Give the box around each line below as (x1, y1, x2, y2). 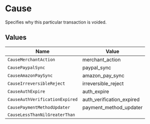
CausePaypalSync (7, 65, 45, 70)
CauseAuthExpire (7, 89, 45, 94)
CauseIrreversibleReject (7, 80, 65, 86)
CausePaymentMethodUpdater (7, 104, 70, 110)
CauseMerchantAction (7, 57, 55, 62)
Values (5, 33, 27, 42)
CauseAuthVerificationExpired (7, 97, 78, 102)
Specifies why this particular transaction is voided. (5, 19, 107, 25)
